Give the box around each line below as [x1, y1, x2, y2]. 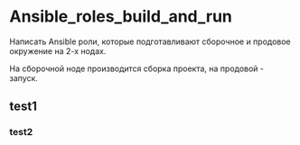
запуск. [9, 72, 39, 83]
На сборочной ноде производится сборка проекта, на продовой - [9, 63, 265, 74]
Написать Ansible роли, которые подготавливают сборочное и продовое [9, 36, 291, 47]
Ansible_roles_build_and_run [9, 6, 233, 27]
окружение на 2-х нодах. [9, 45, 107, 56]
